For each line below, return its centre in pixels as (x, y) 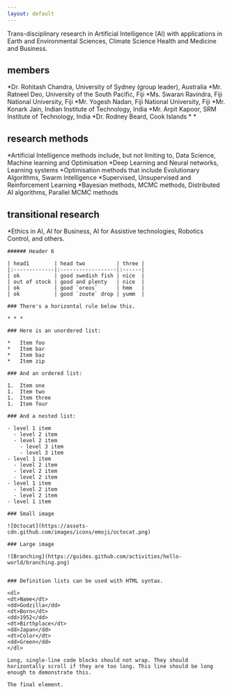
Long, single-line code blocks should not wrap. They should (98, 661)
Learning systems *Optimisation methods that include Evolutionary (103, 170)
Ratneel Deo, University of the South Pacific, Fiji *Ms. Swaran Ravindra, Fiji (115, 94)
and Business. (28, 48)
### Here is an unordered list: (54, 331)
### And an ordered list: (45, 374)
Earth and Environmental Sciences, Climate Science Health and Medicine (112, 41)
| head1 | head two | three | (76, 264)
